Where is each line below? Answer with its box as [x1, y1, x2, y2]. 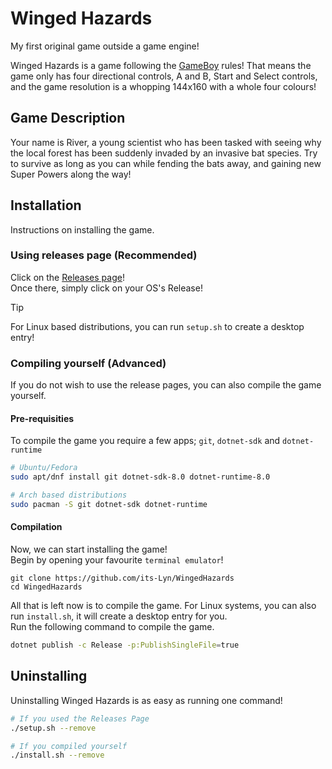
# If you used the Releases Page [10, 713, 150, 724]
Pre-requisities [10, 412, 75, 424]
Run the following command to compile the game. [10, 621, 215, 633]
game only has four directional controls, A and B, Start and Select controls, [10, 70, 318, 82]
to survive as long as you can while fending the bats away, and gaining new [10, 157, 322, 169]
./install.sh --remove [10, 750, 105, 761]
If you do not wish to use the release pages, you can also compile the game [10, 379, 322, 391]
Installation [10, 197, 82, 214]
